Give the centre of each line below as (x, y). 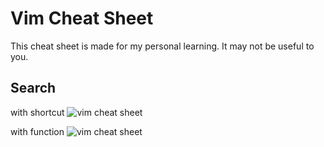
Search (33, 88)
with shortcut (37, 112)
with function (37, 131)
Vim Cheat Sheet (82, 18)
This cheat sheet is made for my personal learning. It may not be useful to (162, 46)
